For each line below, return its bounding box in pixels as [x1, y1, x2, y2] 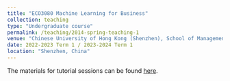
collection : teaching [7, 16, 69, 23]
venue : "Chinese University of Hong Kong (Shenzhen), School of [7, 35, 194, 42]
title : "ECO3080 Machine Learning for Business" [7, 10, 149, 17]
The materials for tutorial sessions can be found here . [7, 66, 159, 75]
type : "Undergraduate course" [7, 22, 94, 29]
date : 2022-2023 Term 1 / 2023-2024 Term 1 [7, 42, 133, 48]
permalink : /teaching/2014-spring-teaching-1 [7, 29, 139, 36]
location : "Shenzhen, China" [7, 48, 90, 55]
